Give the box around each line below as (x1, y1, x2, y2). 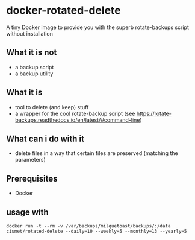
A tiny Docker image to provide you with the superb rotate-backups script (6, 24, 190, 31)
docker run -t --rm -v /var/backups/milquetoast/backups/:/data (6, 223, 171, 229)
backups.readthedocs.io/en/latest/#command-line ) (14, 116, 142, 124)
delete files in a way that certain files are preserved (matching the (14, 150, 179, 157)
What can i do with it (6, 133, 84, 144)
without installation (6, 30, 53, 37)
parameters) (14, 156, 46, 163)
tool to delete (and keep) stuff (14, 103, 89, 110)
